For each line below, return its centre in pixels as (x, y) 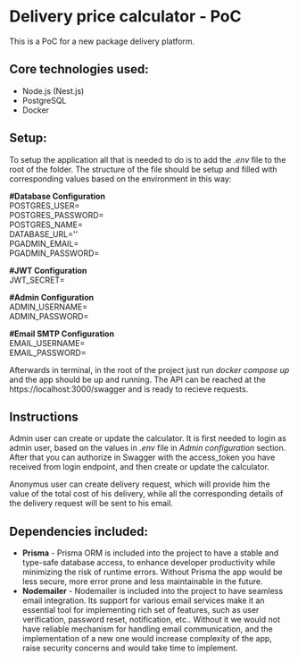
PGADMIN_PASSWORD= (54, 253)
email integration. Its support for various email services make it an (143, 600)
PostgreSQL (44, 100)
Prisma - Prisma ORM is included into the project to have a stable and (150, 553)
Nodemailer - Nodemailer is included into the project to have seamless (153, 591)
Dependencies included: (79, 531)
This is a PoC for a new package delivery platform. (102, 41)
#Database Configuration (57, 196)
